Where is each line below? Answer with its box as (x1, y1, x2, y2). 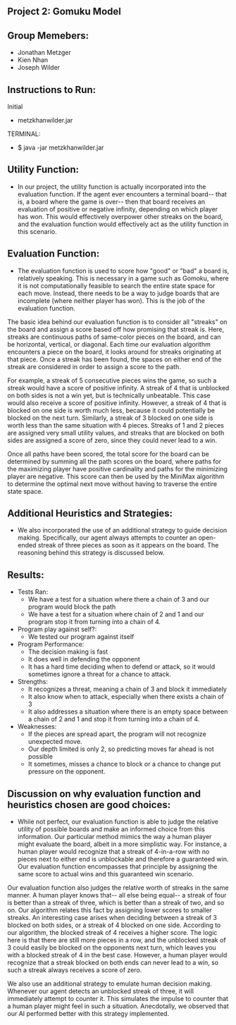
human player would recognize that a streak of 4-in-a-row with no (17, 847, 210, 856)
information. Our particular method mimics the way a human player (17, 833, 212, 841)
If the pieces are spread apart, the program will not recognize (27, 730, 206, 738)
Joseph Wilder (17, 63, 61, 72)
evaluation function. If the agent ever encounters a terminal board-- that (17, 190, 228, 198)
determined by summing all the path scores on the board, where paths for (7, 457, 222, 466)
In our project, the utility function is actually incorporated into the (17, 182, 206, 191)
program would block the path (27, 602, 116, 611)
